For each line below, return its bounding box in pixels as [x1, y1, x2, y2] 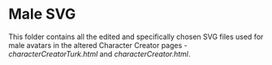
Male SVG [8, 5, 76, 24]
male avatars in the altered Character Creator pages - [8, 40, 188, 50]
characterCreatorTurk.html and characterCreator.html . [8, 49, 191, 58]
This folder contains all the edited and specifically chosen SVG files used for [8, 32, 264, 41]
